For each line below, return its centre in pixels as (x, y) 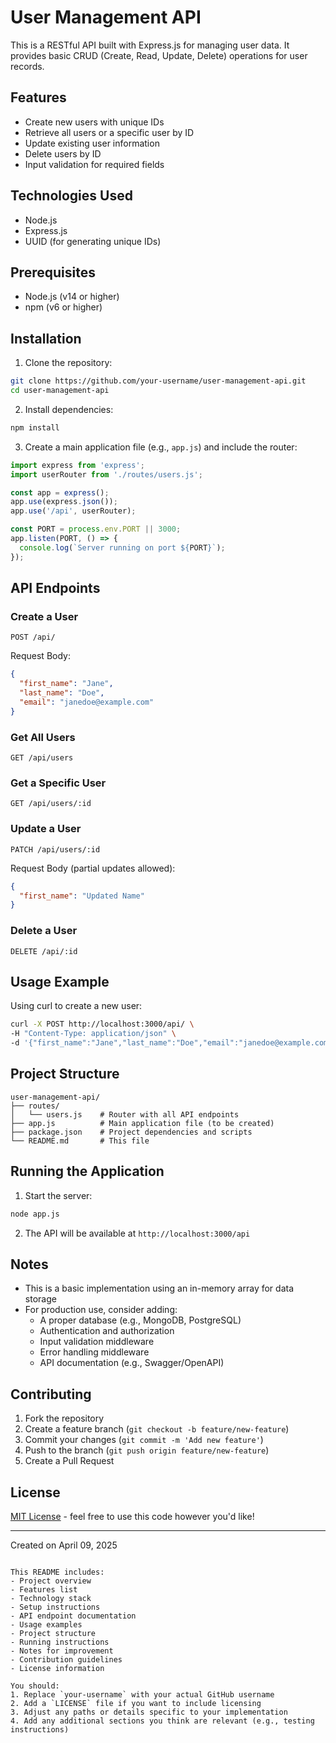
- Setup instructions (55, 1607)
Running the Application (87, 1171)
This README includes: (57, 1572)
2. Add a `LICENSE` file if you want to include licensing (136, 1703)
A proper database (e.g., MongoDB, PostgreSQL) (140, 1320)
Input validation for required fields (94, 164)
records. (27, 66)
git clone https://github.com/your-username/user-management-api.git (158, 381)
